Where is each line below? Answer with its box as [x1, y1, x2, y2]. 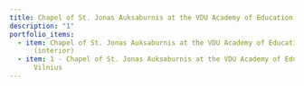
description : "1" [9, 21, 75, 30]
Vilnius [33, 64, 63, 73]
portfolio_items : [9, 30, 75, 39]
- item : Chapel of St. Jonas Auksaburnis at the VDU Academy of [17, 38, 265, 47]
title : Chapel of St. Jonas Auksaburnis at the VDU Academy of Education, [9, 13, 298, 22]
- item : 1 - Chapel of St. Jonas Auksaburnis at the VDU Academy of [17, 55, 281, 64]
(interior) [33, 47, 75, 56]
